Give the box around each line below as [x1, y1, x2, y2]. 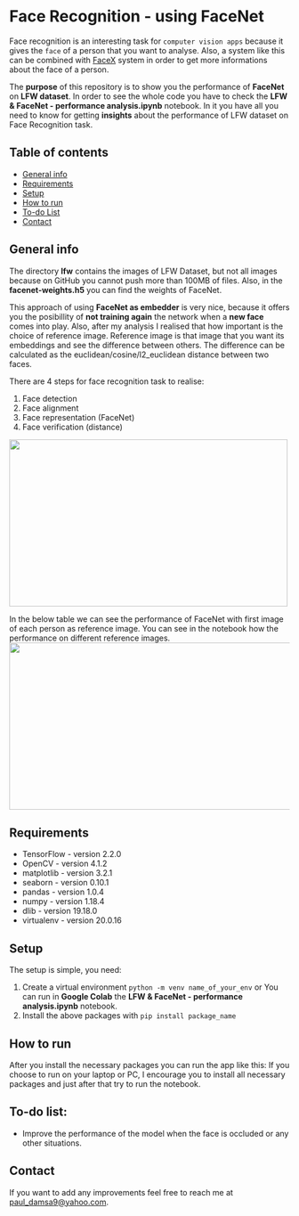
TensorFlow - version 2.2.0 [21, 849, 122, 860]
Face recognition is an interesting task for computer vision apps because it [9, 36, 284, 46]
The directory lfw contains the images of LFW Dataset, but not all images [9, 265, 278, 276]
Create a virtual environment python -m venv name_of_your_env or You [21, 982, 279, 992]
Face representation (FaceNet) [21, 412, 135, 422]
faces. [9, 358, 33, 369]
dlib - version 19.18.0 [21, 906, 98, 917]
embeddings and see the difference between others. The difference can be [9, 339, 285, 350]
